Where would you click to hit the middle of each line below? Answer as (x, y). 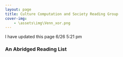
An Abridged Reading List (36, 49)
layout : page (18, 9)
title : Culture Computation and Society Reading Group (62, 14)
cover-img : (16, 18)
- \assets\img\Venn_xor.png (42, 23)
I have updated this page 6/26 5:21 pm (44, 37)
